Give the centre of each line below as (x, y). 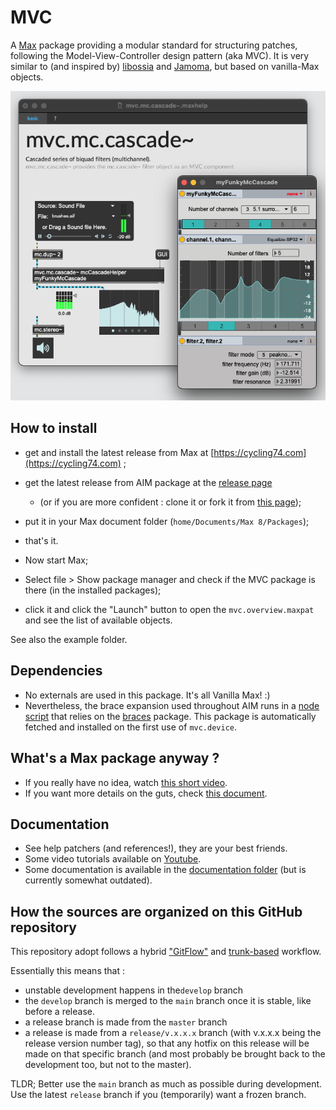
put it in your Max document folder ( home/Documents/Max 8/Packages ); (167, 521)
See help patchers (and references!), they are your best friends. (156, 848)
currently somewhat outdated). (88, 880)
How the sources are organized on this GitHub (156, 911)
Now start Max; (56, 560)
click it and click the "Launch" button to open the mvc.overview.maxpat (169, 609)
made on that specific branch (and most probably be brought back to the (175, 1054)
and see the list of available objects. (98, 620)
